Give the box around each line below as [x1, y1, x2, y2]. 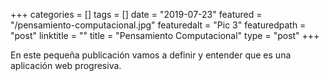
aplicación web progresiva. [10, 60, 122, 71]
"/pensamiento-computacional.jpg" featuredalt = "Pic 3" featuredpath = [10, 19, 307, 31]
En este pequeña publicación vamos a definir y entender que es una [10, 49, 292, 61]
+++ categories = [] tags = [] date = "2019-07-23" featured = [10, 9, 263, 20]
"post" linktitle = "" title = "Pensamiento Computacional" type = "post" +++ [10, 30, 320, 41]
